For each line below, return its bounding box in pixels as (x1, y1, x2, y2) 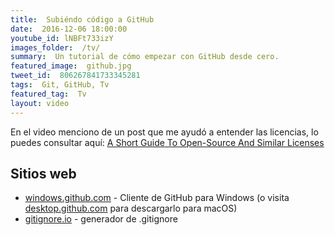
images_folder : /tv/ (10, 42, 101, 53)
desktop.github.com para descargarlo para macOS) (24, 202, 238, 215)
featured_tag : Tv (10, 89, 87, 99)
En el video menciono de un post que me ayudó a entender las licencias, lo (10, 126, 319, 138)
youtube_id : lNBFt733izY (10, 33, 114, 43)
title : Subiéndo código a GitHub (10, 14, 155, 25)
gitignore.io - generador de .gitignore (24, 213, 178, 225)
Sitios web (10, 165, 77, 182)
